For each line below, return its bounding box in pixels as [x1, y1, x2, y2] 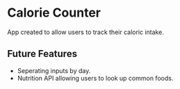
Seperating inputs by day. [17, 66, 91, 74]
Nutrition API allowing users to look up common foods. [17, 74, 174, 82]
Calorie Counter [7, 5, 101, 21]
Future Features [7, 48, 78, 60]
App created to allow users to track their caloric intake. [7, 28, 165, 36]
